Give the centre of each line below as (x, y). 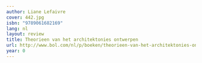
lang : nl (17, 28)
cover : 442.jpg (25, 17)
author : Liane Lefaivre (36, 12)
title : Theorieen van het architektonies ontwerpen (72, 40)
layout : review (25, 34)
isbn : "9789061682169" (35, 23)
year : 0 (16, 51)
